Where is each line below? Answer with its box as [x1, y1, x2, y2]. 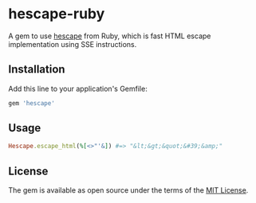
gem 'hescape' [8, 99, 56, 107]
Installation [8, 63, 65, 76]
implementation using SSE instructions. [8, 39, 137, 49]
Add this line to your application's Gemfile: [8, 84, 148, 93]
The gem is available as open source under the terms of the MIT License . [8, 185, 249, 195]
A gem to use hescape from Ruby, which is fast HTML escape [8, 31, 211, 41]
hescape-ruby [8, 5, 105, 23]
